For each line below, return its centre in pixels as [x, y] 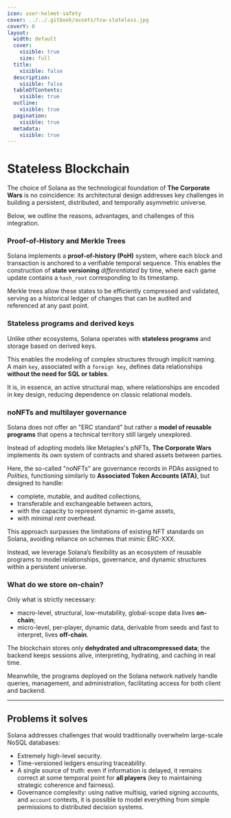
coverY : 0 [21, 26]
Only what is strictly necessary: [52, 599]
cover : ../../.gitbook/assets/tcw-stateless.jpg [78, 20]
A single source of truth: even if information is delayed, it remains [109, 771]
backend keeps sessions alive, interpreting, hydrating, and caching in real [111, 655]
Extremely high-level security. [59, 756]
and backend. [26, 691]
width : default [35, 39]
